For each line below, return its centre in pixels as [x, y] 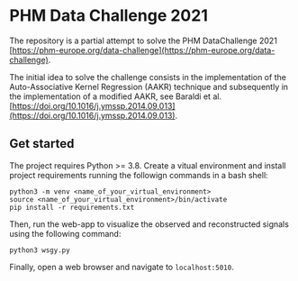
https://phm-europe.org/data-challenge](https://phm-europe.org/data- [144, 50]
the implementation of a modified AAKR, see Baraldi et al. [116, 96]
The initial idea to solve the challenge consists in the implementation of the [148, 77]
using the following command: [65, 233]
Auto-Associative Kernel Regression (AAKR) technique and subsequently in [149, 86]
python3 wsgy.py [40, 250]
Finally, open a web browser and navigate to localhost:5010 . [122, 267]
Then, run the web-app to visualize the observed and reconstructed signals [149, 224]
